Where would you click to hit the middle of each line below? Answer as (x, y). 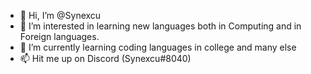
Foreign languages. (59, 36)
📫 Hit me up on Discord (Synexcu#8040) (105, 58)
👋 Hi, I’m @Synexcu (60, 15)
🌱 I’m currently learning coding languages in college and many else (158, 47)
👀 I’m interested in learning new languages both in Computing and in (160, 26)
